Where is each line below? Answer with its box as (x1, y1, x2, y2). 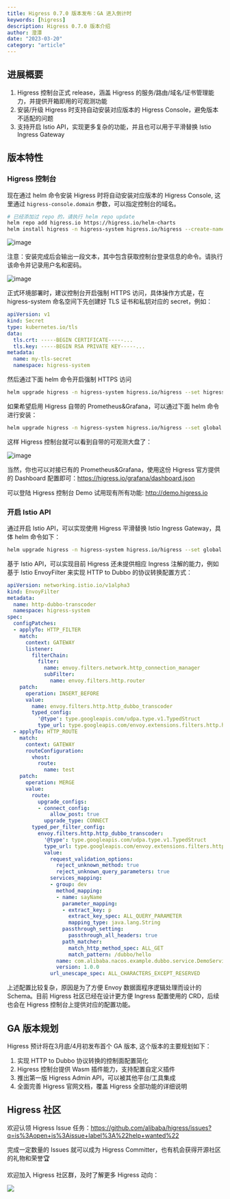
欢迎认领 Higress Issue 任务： (7, 1124, 91, 1132)
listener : (25, 645, 53, 653)
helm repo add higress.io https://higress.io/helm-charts (7, 220, 176, 227)
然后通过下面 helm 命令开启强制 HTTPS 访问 (7, 375, 132, 383)
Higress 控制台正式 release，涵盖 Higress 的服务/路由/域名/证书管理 (16, 88, 209, 97)
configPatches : (13, 620, 57, 627)
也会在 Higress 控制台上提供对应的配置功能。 (7, 1000, 135, 1009)
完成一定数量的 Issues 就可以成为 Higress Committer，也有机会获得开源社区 (7, 1145, 221, 1154)
